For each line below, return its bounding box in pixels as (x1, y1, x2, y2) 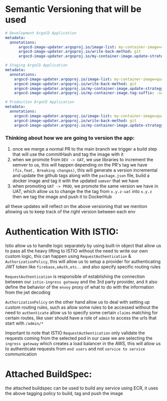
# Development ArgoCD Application (5, 30, 77, 35)
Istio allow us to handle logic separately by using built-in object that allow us (5, 242, 162, 248)
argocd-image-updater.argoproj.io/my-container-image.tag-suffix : (14, 91, 155, 96)
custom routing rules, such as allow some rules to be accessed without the (5, 304, 159, 310)
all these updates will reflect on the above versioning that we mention (5, 203, 148, 209)
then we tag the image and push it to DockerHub (12, 194, 112, 200)
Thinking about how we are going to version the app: (5, 135, 135, 142)
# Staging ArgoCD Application (5, 63, 68, 68)
